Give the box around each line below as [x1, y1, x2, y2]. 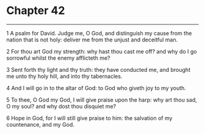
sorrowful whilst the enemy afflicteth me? [6, 54, 110, 62]
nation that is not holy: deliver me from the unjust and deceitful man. [6, 36, 178, 43]
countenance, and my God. [6, 121, 75, 128]
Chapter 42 [6, 4, 65, 18]
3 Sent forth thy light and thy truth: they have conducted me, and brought [6, 66, 191, 73]
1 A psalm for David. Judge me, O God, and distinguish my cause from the [6, 29, 192, 37]
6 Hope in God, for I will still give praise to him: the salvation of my [6, 114, 173, 122]
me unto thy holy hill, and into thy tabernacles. [6, 72, 123, 80]
